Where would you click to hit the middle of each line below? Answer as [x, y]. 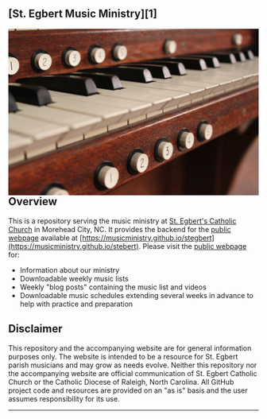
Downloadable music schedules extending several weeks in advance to [137, 295]
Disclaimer [35, 329]
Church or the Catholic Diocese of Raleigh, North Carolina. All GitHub [121, 382]
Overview [33, 202]
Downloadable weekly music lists [74, 278]
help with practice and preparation [76, 304]
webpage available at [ [45, 238]
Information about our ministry [70, 270]
